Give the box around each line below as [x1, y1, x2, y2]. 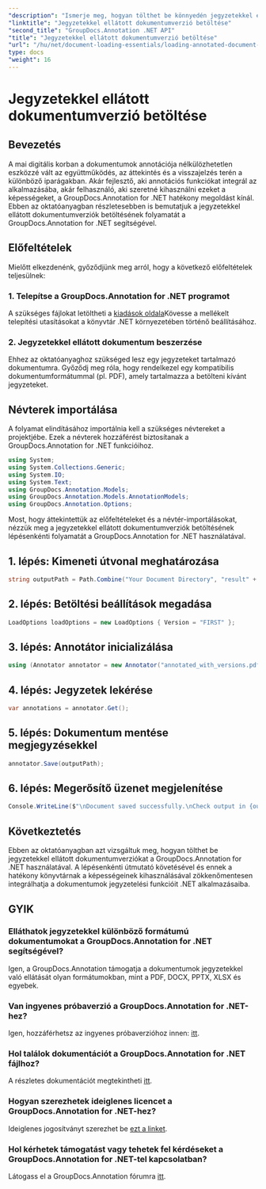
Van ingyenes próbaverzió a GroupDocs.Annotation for [8, 1000, 225, 1011]
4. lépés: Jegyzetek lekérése [8, 683, 153, 697]
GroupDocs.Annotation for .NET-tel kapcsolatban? [8, 1153, 207, 1164]
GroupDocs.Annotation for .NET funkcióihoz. [8, 441, 154, 450]
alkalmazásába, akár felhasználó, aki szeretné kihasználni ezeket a [8, 184, 226, 194]
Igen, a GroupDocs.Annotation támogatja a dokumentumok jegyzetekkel [8, 964, 243, 973]
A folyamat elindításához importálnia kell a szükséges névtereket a [8, 424, 226, 434]
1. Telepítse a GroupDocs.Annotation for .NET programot [8, 290, 230, 301]
